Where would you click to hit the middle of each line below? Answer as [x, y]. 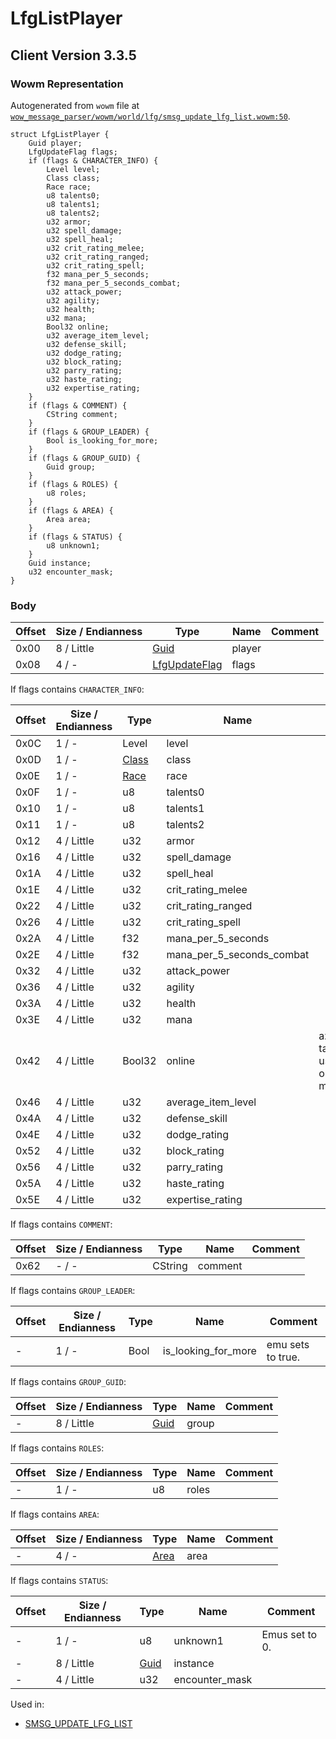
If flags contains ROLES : [57, 1448]
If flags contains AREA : [55, 1514]
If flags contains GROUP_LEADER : [73, 1291]
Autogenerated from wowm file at [75, 105]
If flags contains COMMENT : [61, 1224]
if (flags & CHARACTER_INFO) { [93, 160]
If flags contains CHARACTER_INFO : [77, 689]
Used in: [27, 1704]
